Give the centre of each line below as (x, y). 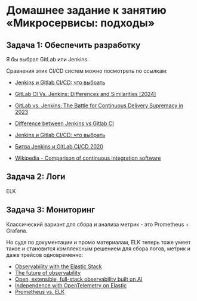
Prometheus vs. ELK (40, 291)
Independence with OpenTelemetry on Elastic (71, 285)
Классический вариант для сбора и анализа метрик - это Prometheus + (98, 224)
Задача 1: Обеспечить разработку (73, 45)
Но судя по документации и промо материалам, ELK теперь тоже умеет (98, 242)
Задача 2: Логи (36, 177)
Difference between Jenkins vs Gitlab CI (64, 123)
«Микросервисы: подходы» (81, 23)
